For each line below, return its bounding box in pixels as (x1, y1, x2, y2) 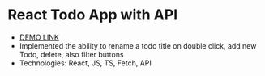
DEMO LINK (19, 32, 60, 42)
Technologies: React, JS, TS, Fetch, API (19, 58, 152, 68)
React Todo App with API (7, 6, 178, 24)
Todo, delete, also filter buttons (19, 49, 124, 59)
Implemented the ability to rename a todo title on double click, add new (19, 40, 257, 50)
